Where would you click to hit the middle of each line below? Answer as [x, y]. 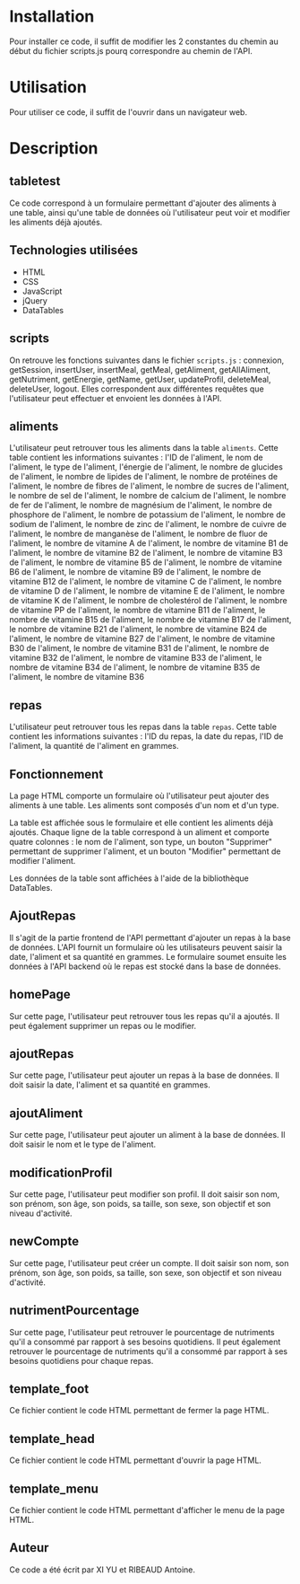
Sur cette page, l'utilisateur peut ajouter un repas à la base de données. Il [144, 1076]
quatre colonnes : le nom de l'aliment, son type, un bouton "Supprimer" [141, 841]
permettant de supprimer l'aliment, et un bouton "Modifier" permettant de [145, 851]
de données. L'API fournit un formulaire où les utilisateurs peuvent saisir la [146, 947]
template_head [52, 1439]
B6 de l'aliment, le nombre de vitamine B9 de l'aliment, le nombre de [135, 572]
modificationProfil [61, 1172]
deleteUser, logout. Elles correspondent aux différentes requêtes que [137, 389]
